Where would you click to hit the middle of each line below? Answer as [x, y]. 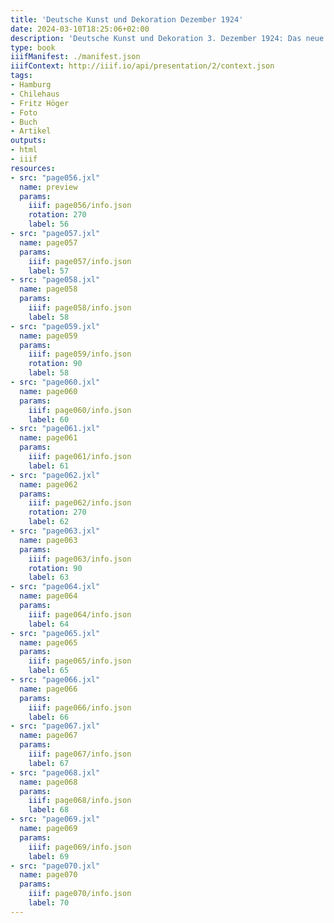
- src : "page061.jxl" [55, 429]
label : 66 [49, 717]
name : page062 [48, 484]
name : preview [48, 187]
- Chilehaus [35, 94]
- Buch [24, 122]
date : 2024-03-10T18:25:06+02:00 [80, 29]
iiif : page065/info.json [80, 661]
